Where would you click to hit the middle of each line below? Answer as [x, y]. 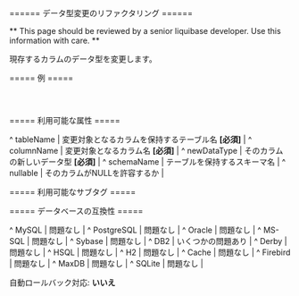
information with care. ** [54, 40]
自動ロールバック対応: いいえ [62, 283]
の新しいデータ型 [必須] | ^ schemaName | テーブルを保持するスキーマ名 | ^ [148, 162]
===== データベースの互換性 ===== [76, 211]
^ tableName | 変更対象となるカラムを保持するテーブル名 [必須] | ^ [131, 140]
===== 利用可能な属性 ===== [65, 120]
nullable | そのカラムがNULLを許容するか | [87, 173]
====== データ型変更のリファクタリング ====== [101, 13]
